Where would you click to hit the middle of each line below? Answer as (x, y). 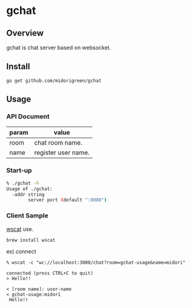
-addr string (28, 194)
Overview (25, 33)
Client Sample (27, 216)
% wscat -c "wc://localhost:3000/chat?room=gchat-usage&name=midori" (96, 262)
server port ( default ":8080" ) (68, 200)
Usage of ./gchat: (29, 189)
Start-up (19, 171)
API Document (28, 117)
